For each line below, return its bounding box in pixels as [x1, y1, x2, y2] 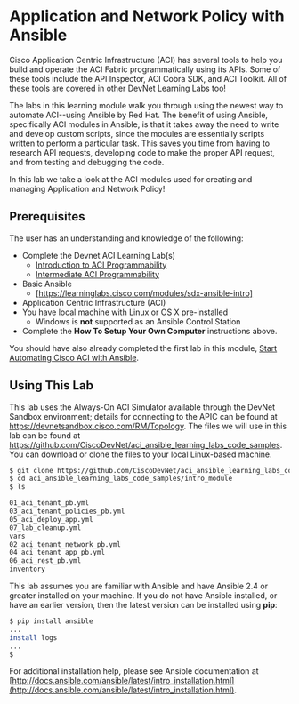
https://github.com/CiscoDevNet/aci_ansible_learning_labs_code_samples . [9, 439, 283, 450]
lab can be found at [9, 429, 81, 441]
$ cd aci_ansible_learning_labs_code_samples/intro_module [9, 474, 233, 484]
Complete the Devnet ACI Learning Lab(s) [21, 250, 176, 260]
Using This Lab [9, 378, 93, 393]
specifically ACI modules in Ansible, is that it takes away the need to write [9, 118, 279, 130]
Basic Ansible [21, 278, 73, 289]
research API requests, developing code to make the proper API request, [9, 147, 276, 157]
